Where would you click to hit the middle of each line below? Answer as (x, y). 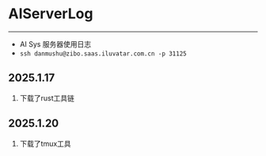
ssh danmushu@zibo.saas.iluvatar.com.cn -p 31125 (103, 53)
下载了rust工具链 (47, 98)
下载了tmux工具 (45, 143)
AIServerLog (51, 14)
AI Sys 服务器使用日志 (55, 44)
